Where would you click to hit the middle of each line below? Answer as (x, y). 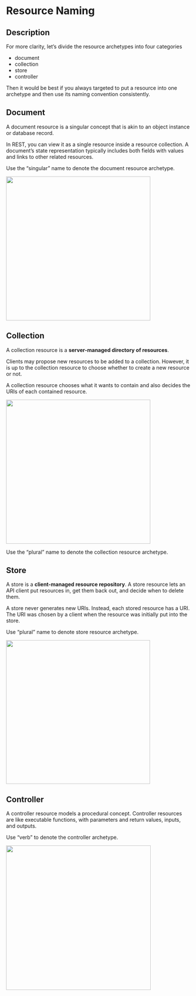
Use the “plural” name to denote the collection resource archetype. (87, 552)
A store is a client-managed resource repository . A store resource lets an (96, 584)
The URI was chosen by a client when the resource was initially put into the (97, 615)
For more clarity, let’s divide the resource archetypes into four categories (94, 46)
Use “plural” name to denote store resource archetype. (72, 632)
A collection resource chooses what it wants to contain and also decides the (98, 385)
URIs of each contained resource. (47, 391)
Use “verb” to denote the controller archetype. (62, 838)
